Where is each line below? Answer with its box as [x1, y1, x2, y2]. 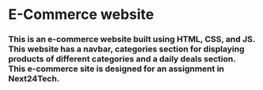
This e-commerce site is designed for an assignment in [8, 63, 224, 74]
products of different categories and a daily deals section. [8, 54, 236, 65]
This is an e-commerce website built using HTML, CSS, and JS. [8, 34, 256, 45]
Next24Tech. [8, 73, 60, 84]
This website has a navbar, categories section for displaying [8, 43, 245, 54]
